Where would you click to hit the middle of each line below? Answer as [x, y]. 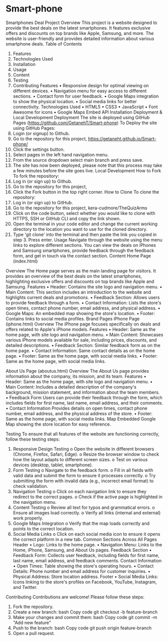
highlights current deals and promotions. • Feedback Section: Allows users [83, 297]
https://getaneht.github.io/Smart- [122, 139]
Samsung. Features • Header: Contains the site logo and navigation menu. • [84, 286]
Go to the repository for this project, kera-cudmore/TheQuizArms [80, 208]
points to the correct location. [43, 528]
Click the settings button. [39, 149]
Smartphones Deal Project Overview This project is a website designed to [81, 23]
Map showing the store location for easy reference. [58, 424]
